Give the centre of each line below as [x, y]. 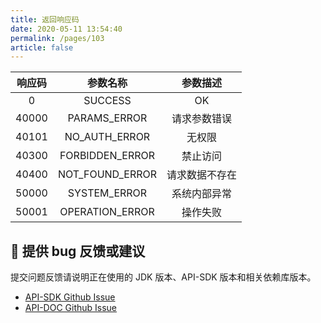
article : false [42, 47]
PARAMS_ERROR [107, 118]
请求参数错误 [202, 119]
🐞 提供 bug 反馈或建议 [78, 251]
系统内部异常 [202, 194]
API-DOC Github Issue [71, 308]
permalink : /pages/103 [57, 38]
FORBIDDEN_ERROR [107, 156]
